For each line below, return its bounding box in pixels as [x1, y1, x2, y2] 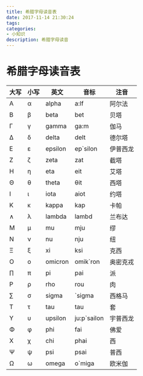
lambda [45, 212, 67, 221]
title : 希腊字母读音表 [6, 8, 57, 15]
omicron [45, 257, 69, 266]
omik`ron [74, 257, 100, 266]
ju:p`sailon [74, 314, 104, 322]
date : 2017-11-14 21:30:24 [6, 14, 74, 20]
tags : [6, 20, 20, 26]
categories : [6, 25, 36, 32]
